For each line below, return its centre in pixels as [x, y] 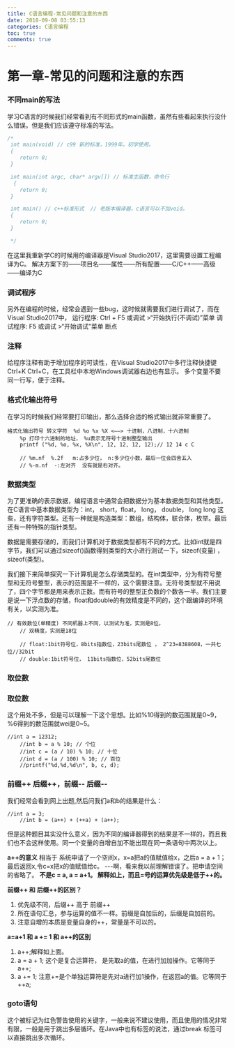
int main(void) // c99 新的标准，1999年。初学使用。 [82, 145]
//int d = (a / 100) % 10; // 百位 [70, 759]
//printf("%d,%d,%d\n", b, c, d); [70, 765]
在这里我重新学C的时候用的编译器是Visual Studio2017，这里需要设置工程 [111, 255]
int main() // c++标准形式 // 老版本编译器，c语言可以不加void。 [99, 209]
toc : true [22, 33]
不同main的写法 [34, 100]
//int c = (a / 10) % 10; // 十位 [69, 752]
